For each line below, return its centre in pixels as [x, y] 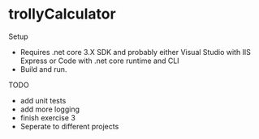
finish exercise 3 [47, 117]
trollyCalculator [62, 14]
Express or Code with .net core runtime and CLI [100, 61]
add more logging [50, 109]
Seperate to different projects [69, 126]
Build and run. [43, 69]
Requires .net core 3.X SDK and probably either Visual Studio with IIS [136, 52]
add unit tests [43, 100]
